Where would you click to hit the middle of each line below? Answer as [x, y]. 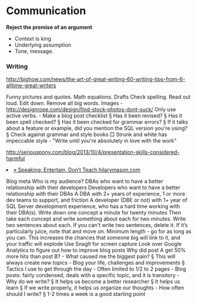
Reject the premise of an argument [49, 27]
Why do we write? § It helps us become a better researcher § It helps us [93, 282]
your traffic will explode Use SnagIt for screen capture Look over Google [94, 244]
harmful [16, 159]
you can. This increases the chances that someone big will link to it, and [93, 238]
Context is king [33, 38]
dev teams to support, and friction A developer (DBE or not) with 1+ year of [97, 200]
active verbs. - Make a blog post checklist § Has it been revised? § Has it [94, 116]
